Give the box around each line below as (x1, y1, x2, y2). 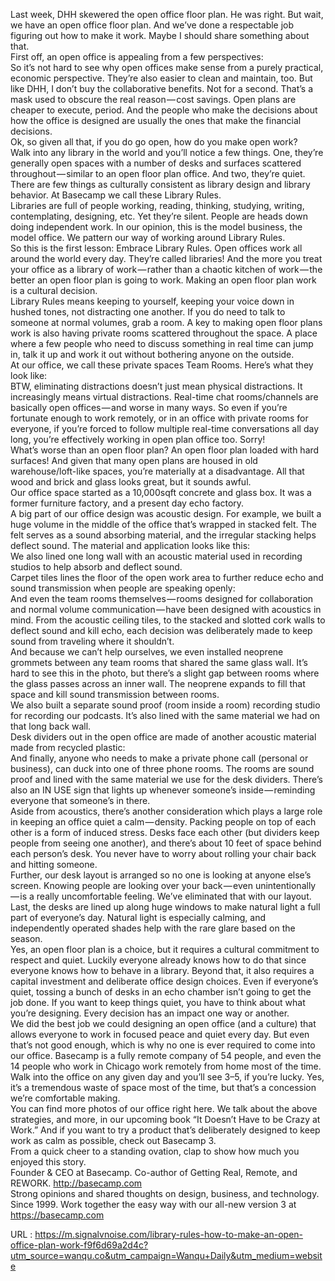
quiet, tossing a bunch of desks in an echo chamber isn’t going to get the (10, 986, 312, 998)
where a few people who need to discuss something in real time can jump (10, 338, 314, 349)
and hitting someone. (10, 859, 98, 870)
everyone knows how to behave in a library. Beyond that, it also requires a (10, 965, 315, 976)
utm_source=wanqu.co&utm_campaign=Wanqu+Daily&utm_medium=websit (10, 1250, 323, 1261)
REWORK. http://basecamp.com (10, 1177, 143, 1189)
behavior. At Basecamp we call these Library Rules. (10, 189, 222, 201)
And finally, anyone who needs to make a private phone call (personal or (10, 752, 309, 764)
